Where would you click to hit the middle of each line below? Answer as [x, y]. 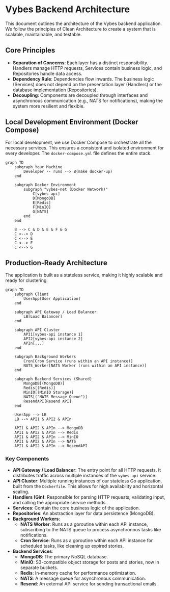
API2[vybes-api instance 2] [53, 339]
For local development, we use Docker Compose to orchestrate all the [78, 142]
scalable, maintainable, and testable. [44, 34]
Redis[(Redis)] [40, 388]
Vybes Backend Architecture [68, 9]
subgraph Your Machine [38, 167]
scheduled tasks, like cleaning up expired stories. [72, 546]
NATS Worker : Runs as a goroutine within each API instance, [84, 524]
